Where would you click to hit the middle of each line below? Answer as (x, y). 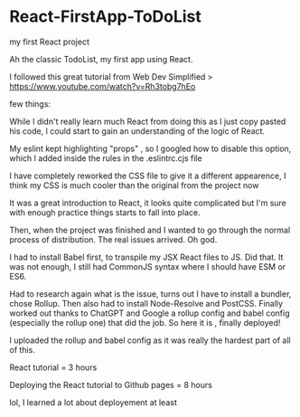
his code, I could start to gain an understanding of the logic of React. (137, 131)
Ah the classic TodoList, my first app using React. (101, 59)
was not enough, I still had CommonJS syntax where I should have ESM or (148, 266)
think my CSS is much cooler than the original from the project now (134, 185)
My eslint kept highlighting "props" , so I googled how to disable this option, (150, 148)
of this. (23, 349)
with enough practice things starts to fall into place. (105, 212)
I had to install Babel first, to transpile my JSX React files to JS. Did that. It (146, 257)
